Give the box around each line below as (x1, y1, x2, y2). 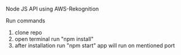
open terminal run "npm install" (14, 35, 94, 42)
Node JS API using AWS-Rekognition (6, 5, 99, 12)
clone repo (14, 29, 42, 36)
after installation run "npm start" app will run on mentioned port (14, 42, 175, 49)
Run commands (6, 17, 45, 24)
